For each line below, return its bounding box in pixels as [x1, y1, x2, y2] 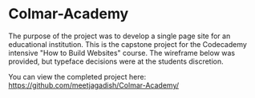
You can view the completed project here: [8, 72, 147, 81]
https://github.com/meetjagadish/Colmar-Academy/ [8, 80, 180, 90]
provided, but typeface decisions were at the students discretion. [8, 57, 224, 66]
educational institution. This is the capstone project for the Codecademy [8, 39, 247, 49]
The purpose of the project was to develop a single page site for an [8, 31, 231, 41]
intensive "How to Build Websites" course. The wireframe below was [8, 48, 236, 57]
